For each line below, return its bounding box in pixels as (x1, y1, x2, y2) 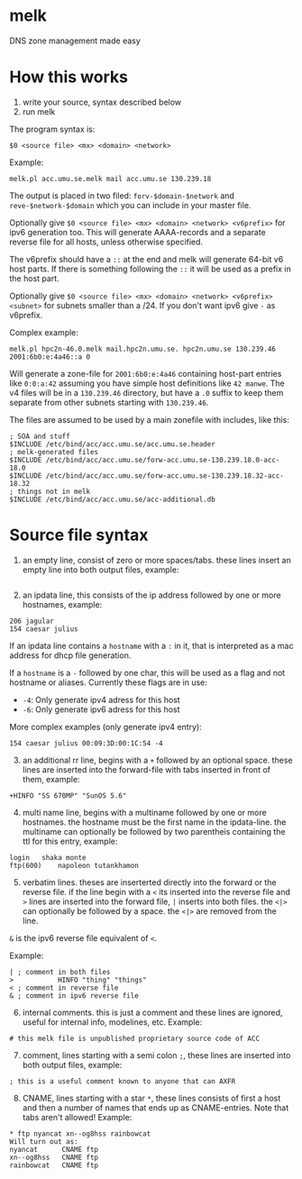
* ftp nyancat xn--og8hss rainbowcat (9, 1129, 151, 1138)
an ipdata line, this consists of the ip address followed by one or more (22, 589, 281, 600)
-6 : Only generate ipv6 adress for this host (22, 704, 180, 715)
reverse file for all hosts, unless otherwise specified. (9, 236, 204, 247)
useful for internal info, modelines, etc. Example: (22, 1016, 203, 1028)
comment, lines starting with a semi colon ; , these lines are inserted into (22, 1049, 291, 1060)
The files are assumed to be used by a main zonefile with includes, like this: (9, 414, 290, 425)
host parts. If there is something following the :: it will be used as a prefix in (9, 263, 291, 274)
